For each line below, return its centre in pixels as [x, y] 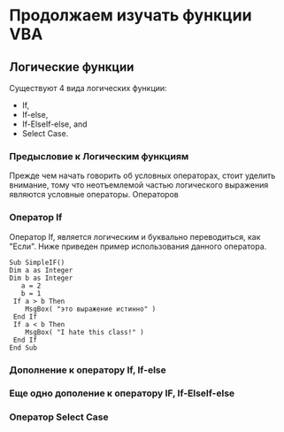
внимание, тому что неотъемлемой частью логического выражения [139, 185]
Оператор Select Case [59, 417]
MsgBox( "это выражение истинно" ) [91, 309]
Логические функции [72, 67]
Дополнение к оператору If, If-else [88, 370]
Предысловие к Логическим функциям [99, 156]
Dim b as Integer [41, 278]
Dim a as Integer [41, 270]
